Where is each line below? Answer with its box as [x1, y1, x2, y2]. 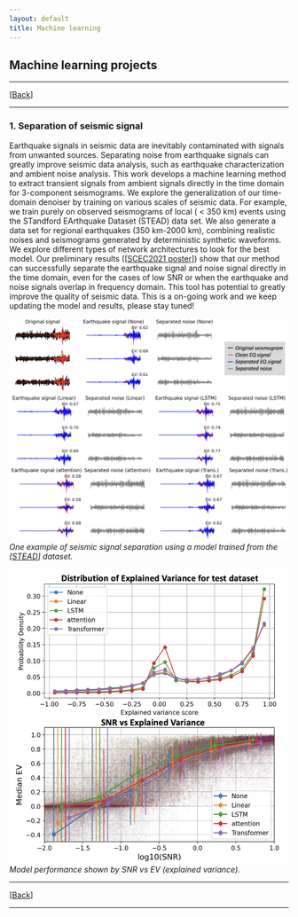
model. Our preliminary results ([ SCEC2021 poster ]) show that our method [9, 253, 280, 263]
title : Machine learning [9, 23, 101, 33]
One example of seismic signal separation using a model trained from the [9, 541, 278, 552]
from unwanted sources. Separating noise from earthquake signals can [9, 149, 269, 160]
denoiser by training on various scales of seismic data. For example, [38, 196, 287, 208]
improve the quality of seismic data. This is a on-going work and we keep [9, 291, 278, 302]
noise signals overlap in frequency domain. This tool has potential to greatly [9, 281, 286, 292]
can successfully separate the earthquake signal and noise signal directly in [9, 263, 286, 273]
